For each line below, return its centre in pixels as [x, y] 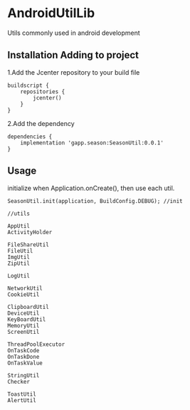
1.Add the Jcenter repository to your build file [74, 72]
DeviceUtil [23, 313]
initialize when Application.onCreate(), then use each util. [91, 188]
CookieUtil [23, 294]
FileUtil [20, 251]
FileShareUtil [28, 245]
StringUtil [23, 375]
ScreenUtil [23, 332]
